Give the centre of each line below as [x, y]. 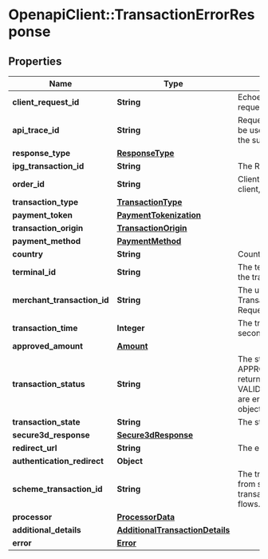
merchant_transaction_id [61, 300]
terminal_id [34, 272]
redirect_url [35, 448]
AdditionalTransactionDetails [173, 530]
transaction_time [45, 328]
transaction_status [49, 384]
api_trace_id [36, 130]
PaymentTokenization [159, 215]
